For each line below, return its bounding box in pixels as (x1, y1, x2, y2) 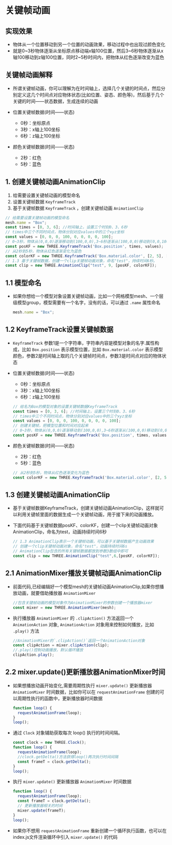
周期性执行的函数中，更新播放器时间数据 (17, 695, 103, 701)
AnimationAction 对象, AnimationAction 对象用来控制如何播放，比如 (12, 621, 155, 627)
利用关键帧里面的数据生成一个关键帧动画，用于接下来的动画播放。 (17, 512, 157, 518)
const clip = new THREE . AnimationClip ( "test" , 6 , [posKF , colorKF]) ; (12, 553, 160, 559)
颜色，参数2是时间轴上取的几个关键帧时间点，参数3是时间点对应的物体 (12, 352, 162, 359)
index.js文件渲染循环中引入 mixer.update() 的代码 (12, 834, 118, 840)
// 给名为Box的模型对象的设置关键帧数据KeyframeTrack (12, 404, 118, 409)
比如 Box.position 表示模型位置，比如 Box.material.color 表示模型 (21, 346, 163, 352)
